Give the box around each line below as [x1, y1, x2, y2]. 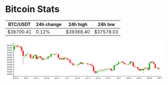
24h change [36, 21, 62, 27]
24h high [68, 21, 88, 27]
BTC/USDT [8, 21, 31, 27]
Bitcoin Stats [5, 3, 60, 15]
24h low [97, 21, 115, 27]
